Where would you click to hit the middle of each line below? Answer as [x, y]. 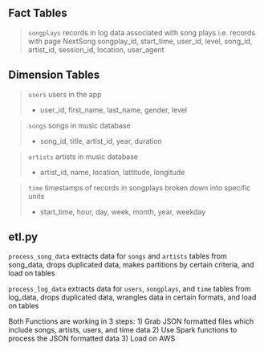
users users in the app [65, 94]
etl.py [23, 237]
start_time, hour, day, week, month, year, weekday [123, 211]
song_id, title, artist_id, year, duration [101, 141]
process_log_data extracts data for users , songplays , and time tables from [130, 289]
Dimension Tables [54, 75]
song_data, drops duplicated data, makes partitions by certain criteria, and [131, 265]
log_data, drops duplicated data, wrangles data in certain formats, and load [132, 297]
